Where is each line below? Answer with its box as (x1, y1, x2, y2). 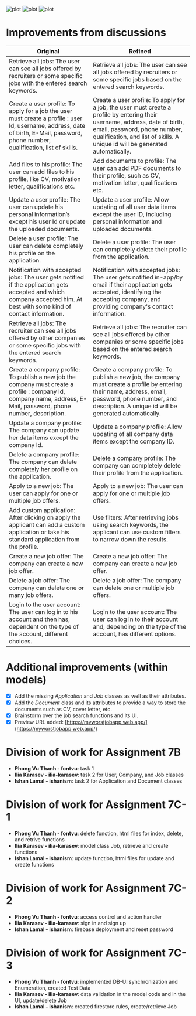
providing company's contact (93, 302, 173, 311)
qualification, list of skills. (9, 144, 78, 152)
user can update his (9, 203, 64, 211)
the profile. (9, 543, 39, 551)
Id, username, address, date (9, 121, 86, 129)
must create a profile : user (9, 114, 83, 122)
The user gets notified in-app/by (93, 273, 183, 281)
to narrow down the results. (93, 535, 168, 543)
